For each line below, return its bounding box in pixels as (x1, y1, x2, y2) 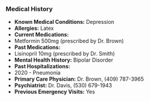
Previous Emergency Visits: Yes (14, 88, 95, 96)
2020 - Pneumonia (14, 69, 61, 76)
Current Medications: (14, 31, 69, 38)
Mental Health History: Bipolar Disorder (14, 56, 114, 64)
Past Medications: (14, 44, 61, 51)
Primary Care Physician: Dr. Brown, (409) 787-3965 (14, 75, 144, 82)
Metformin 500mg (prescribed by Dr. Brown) (14, 38, 124, 45)
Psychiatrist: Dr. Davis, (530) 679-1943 (14, 82, 112, 89)
